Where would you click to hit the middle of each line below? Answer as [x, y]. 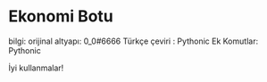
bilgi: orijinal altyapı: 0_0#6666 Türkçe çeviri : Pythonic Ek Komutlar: [133, 41]
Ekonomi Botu [61, 16]
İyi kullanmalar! [36, 68]
